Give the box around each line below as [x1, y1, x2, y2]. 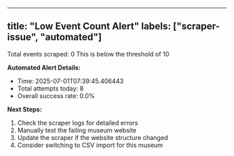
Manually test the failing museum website [17, 126, 137, 134]
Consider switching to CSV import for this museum [17, 141, 164, 149]
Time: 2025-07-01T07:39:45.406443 [17, 77, 124, 85]
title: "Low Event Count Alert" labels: [7, 20, 171, 32]
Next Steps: [7, 105, 42, 114]
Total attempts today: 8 [17, 84, 84, 93]
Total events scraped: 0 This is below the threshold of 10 [7, 49, 169, 58]
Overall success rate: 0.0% [17, 91, 95, 100]
